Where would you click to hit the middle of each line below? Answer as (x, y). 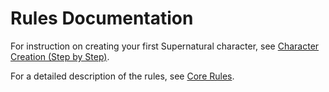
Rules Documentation (102, 18)
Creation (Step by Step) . (60, 56)
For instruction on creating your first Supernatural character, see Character (165, 46)
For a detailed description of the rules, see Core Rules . (122, 76)
